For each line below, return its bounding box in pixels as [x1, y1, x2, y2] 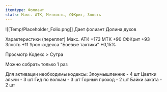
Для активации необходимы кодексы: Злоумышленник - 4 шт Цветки [5, 71, 157, 77]
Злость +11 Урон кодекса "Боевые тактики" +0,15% [5, 41, 116, 47]
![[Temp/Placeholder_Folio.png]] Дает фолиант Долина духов [5, 26, 136, 32]
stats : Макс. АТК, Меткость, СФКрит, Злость [5, 12, 101, 17]
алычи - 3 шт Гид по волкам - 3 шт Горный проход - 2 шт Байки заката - [5, 76, 162, 82]
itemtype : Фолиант [5, 7, 44, 13]
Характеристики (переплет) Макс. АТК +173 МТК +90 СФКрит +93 [5, 36, 150, 42]
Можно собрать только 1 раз [5, 61, 68, 67]
